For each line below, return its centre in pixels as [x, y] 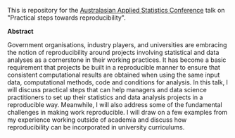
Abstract [20, 31]
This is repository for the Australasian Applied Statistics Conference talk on [116, 10]
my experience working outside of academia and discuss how [97, 120]
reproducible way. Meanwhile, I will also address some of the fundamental [115, 105]
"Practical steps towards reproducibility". [66, 18]
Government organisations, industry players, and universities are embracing [117, 45]
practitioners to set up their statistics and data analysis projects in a [105, 97]
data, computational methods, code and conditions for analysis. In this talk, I [118, 82]
